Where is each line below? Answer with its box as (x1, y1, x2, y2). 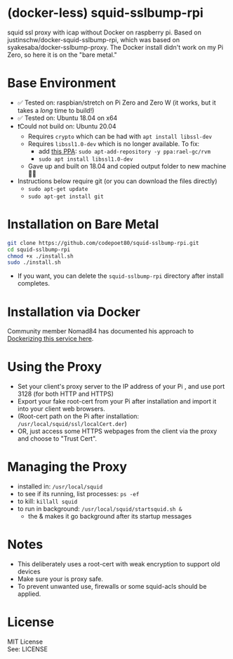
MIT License (7, 637, 44, 646)
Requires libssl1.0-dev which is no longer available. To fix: (27, 139, 200, 148)
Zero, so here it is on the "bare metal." (7, 51, 117, 59)
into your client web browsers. (17, 405, 105, 413)
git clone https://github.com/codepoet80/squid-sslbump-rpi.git (7, 239, 199, 246)
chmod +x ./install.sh (7, 253, 74, 260)
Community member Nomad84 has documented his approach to (7, 327, 194, 335)
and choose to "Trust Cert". (17, 434, 97, 443)
